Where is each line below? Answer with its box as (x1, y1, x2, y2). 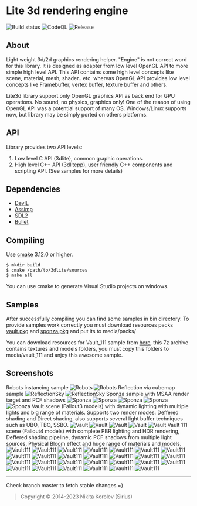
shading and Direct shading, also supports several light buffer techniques (6, 415, 184, 422)
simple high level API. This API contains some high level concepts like (6, 69, 174, 76)
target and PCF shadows (6, 396, 66, 404)
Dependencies (6, 184, 60, 194)
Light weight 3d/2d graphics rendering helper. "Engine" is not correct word (6, 56, 187, 63)
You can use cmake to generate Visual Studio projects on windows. (6, 283, 169, 290)
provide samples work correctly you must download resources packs (6, 322, 174, 329)
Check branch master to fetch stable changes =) (6, 481, 123, 488)
